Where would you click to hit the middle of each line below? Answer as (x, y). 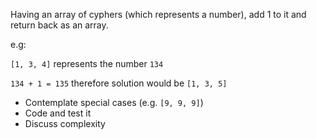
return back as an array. (59, 25)
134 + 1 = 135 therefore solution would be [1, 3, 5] (119, 83)
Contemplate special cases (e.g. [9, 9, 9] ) (114, 102)
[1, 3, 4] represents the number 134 (87, 63)
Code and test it (58, 113)
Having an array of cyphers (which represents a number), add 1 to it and (158, 14)
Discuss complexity (65, 123)
